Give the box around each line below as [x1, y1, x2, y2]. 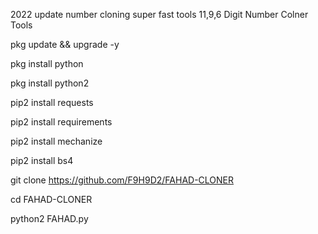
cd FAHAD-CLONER [10, 194, 93, 205]
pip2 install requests [10, 97, 94, 108]
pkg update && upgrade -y [10, 39, 120, 50]
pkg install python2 [10, 77, 90, 89]
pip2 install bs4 [10, 155, 74, 166]
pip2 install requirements [10, 116, 113, 128]
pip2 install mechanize [10, 135, 103, 147]
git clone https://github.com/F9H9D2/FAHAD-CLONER [10, 174, 235, 186]
